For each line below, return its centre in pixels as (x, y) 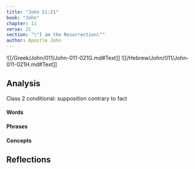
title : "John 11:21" (33, 12)
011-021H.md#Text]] (32, 64)
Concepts (19, 140)
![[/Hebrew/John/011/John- (155, 58)
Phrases (17, 126)
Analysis (24, 84)
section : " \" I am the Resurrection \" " (56, 35)
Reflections (29, 160)
